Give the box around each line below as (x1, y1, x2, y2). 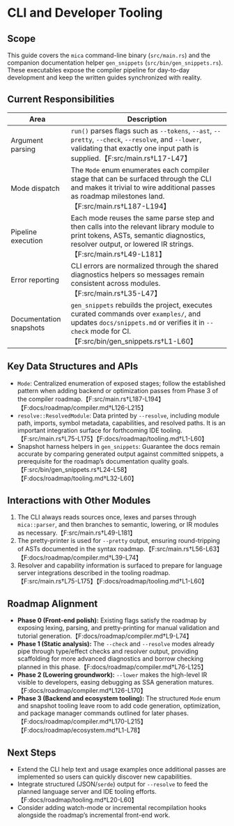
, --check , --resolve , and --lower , (92, 135, 202, 144)
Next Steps (7, 747, 56, 758)
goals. (171, 457, 189, 465)
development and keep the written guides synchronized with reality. (7, 73, 202, 82)
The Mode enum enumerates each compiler (70, 165, 210, 175)
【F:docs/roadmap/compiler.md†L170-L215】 (17, 717, 147, 726)
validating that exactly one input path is (70, 143, 199, 153)
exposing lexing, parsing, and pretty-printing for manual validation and (17, 624, 219, 632)
